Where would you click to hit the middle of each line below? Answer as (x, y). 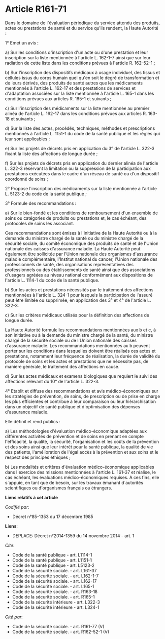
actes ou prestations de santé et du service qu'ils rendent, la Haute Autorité (82, 28)
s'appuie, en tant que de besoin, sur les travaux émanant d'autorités (74, 482)
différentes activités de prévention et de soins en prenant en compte (75, 436)
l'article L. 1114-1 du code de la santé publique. (52, 280)
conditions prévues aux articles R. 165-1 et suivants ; (58, 99)
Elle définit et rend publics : (33, 421)
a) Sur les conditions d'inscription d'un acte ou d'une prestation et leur (77, 52)
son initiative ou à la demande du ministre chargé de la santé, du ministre (79, 335)
